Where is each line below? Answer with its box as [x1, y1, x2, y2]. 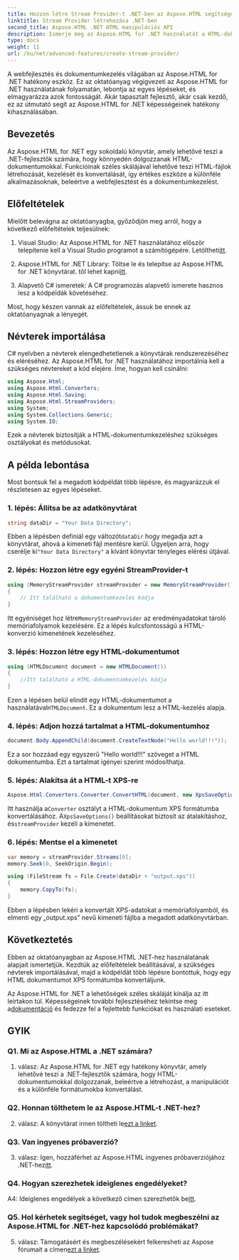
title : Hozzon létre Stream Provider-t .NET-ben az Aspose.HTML [7, 10, 202, 18]
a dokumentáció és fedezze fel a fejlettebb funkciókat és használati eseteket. [7, 1004, 232, 1013]
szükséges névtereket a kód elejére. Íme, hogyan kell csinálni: [7, 364, 188, 373]
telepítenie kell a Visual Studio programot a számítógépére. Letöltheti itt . [17, 246, 228, 254]
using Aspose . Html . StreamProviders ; [7, 398, 116, 405]
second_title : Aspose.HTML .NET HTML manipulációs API [7, 23, 174, 31]
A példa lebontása [7, 458, 90, 471]
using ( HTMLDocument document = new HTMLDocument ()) [7, 663, 167, 670]
